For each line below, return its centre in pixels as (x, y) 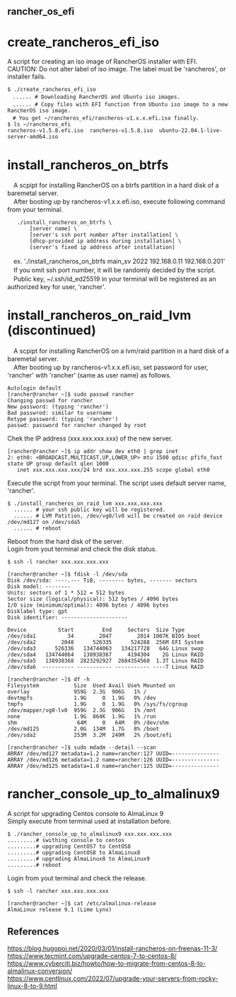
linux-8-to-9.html (33, 986)
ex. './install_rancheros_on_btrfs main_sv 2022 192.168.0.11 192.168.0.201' (119, 262)
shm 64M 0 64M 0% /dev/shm (88, 723)
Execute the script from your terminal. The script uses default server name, (117, 483)
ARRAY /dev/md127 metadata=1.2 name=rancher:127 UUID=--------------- (113, 754)
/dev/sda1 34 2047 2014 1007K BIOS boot (104, 636)
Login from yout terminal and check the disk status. (82, 549)
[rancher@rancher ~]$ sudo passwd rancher (71, 395)
